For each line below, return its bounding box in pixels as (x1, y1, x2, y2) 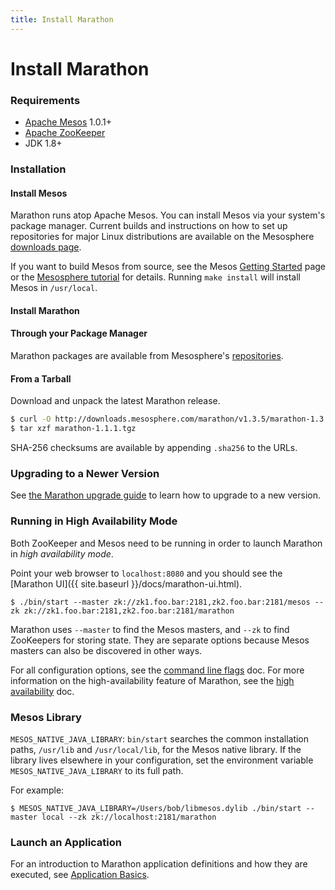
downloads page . (10, 241, 82, 253)
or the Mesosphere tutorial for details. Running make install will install (10, 271, 301, 283)
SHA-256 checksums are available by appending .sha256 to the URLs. (10, 441, 298, 453)
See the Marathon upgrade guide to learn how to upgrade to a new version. (10, 489, 321, 501)
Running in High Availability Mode (10, 514, 178, 528)
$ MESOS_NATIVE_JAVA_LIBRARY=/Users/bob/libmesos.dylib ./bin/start (10, 803, 302, 813)
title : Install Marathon (10, 14, 114, 25)
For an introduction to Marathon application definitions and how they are (10, 858, 308, 870)
